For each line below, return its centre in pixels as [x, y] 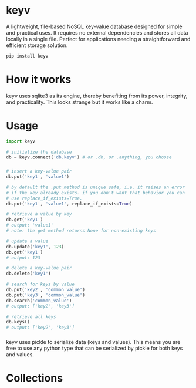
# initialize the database [39, 152]
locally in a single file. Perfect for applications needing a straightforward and [98, 39]
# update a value [27, 241]
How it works [39, 79]
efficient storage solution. [37, 45]
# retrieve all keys [31, 317]
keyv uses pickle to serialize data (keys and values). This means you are [93, 342]
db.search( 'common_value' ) [39, 301]
